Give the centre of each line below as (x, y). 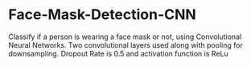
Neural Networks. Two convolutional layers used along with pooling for (125, 45)
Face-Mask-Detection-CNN (103, 15)
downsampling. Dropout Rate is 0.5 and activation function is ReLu (118, 53)
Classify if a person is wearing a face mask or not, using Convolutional (125, 37)
